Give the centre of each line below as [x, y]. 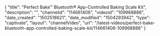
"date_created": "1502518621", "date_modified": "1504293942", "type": [78, 18]
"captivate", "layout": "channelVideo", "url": [49, 23]
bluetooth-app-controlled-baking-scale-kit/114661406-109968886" [74, 28]
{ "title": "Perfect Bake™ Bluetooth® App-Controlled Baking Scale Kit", [76, 7]
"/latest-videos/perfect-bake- [125, 23]
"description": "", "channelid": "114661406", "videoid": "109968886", [75, 12]
